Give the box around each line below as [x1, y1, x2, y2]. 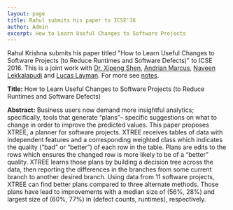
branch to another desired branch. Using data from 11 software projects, [7, 173, 215, 181]
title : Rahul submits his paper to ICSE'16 [7, 17, 136, 24]
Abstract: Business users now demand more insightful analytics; [7, 106, 195, 114]
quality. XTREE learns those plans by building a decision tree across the [7, 158, 213, 167]
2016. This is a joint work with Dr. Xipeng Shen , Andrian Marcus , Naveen [7, 64, 216, 72]
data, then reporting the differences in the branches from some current [7, 165, 212, 174]
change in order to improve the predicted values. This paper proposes [7, 120, 210, 129]
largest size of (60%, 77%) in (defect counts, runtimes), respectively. [7, 195, 206, 204]
